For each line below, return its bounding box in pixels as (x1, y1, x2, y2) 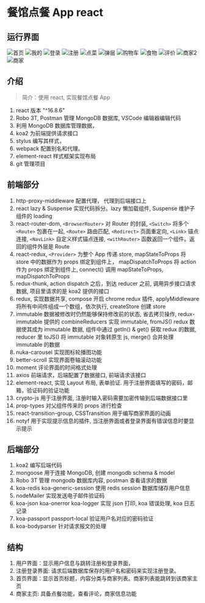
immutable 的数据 (15, 341, 60, 348)
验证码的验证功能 (26, 386, 70, 394)
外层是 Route (37, 242, 70, 250)
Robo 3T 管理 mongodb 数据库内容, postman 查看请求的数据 (15, 477, 167, 484)
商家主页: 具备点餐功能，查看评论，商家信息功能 (15, 590, 137, 598)
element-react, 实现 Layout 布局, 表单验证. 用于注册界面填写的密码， (15, 379, 188, 386)
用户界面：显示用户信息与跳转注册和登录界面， (15, 560, 134, 567)
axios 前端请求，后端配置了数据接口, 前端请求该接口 (15, 371, 146, 378)
